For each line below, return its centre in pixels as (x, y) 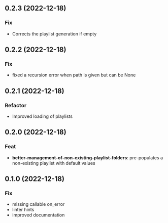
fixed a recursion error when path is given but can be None (74, 75)
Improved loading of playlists (42, 116)
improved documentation (38, 215)
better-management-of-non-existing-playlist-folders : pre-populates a (88, 158)
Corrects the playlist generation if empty (54, 34)
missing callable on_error (38, 204)
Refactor (16, 105)
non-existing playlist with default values (54, 163)
